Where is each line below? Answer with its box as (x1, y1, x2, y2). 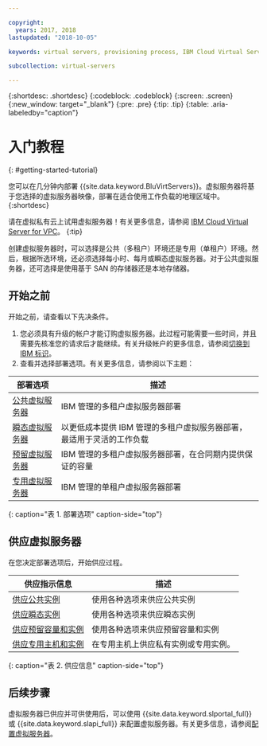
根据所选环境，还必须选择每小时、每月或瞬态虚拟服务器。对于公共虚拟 (21, 254, 252, 264)
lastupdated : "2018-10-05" (8, 33, 98, 41)
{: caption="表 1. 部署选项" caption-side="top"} (8, 509, 163, 518)
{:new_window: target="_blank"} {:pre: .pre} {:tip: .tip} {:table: (8, 100, 209, 109)
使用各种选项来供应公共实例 (91, 594, 196, 605)
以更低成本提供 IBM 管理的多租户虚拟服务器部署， (60, 421, 248, 432)
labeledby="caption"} (8, 108, 79, 118)
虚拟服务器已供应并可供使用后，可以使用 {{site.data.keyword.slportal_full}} (8, 709, 253, 718)
